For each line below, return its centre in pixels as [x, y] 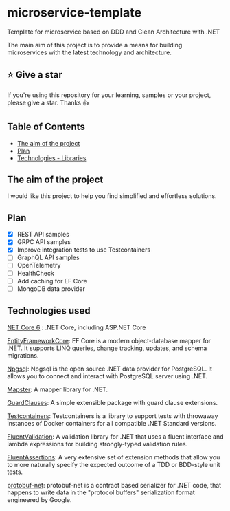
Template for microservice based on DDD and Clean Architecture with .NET [114, 32]
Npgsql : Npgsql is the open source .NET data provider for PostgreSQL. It [110, 369]
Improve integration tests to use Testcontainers [84, 250]
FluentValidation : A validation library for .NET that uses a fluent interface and [116, 436]
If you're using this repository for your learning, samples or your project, [109, 95]
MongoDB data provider [51, 289]
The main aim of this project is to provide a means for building [95, 45]
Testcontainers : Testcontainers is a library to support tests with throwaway [113, 416]
